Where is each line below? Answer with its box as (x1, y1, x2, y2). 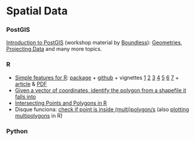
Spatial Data (6, 4, 68, 18)
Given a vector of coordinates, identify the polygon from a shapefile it (14, 87, 187, 94)
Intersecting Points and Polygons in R (14, 99, 107, 106)
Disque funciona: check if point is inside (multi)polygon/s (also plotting (14, 106, 190, 113)
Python (6, 127, 28, 135)
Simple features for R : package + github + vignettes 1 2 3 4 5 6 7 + (14, 73, 179, 81)
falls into (14, 93, 36, 100)
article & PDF (14, 80, 47, 87)
